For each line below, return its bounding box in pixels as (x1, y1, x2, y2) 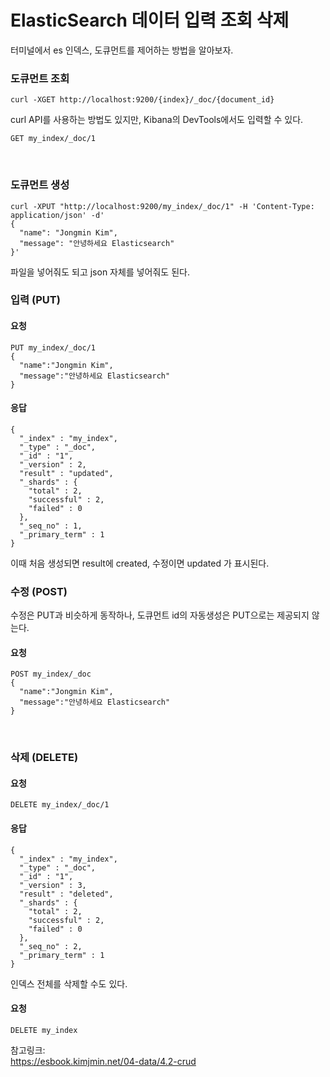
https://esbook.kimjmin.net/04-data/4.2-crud (10, 1055, 197, 1067)
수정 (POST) (10, 584, 68, 598)
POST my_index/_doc (10, 669, 92, 680)
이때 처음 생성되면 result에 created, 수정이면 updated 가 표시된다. (10, 557, 270, 569)
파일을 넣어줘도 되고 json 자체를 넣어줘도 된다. (10, 266, 190, 278)
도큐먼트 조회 (10, 71, 70, 85)
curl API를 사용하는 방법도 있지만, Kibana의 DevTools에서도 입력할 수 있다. (10, 114, 304, 126)
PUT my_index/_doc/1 (10, 342, 97, 353)
